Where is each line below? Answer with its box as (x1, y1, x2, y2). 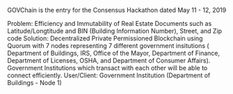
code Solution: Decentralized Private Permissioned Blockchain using (7, 34, 203, 42)
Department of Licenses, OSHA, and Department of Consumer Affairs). (7, 56, 211, 65)
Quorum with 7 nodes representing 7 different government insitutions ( (7, 42, 210, 49)
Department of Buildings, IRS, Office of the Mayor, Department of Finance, (7, 49, 220, 57)
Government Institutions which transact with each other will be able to (7, 64, 208, 72)
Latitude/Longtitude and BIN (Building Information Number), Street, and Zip (7, 27, 223, 35)
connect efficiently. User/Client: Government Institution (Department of (7, 71, 211, 79)
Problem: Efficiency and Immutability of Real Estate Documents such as (7, 19, 212, 27)
